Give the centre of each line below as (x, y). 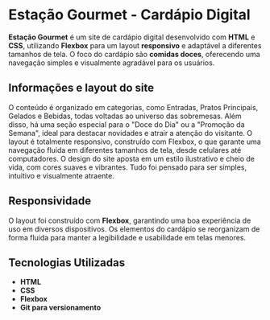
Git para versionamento (60, 308)
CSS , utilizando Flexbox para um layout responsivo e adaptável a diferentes (135, 45)
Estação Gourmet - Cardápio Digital (130, 15)
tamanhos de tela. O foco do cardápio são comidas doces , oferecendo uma (134, 54)
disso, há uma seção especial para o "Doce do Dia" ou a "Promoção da (127, 124)
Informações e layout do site (81, 88)
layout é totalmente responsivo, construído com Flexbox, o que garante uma (135, 142)
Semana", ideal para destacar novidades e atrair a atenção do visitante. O (130, 133)
